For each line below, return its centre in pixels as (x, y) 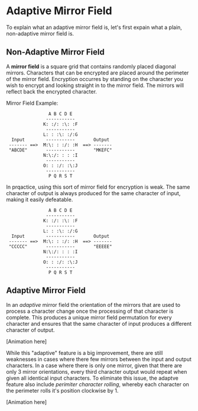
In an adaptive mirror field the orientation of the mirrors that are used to (93, 305)
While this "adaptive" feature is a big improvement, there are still (85, 352)
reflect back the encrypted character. (52, 91)
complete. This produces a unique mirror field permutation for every (89, 317)
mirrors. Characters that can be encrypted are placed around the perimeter (98, 73)
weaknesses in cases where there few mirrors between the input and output (99, 359)
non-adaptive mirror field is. (40, 33)
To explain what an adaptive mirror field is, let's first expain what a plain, (94, 27)
